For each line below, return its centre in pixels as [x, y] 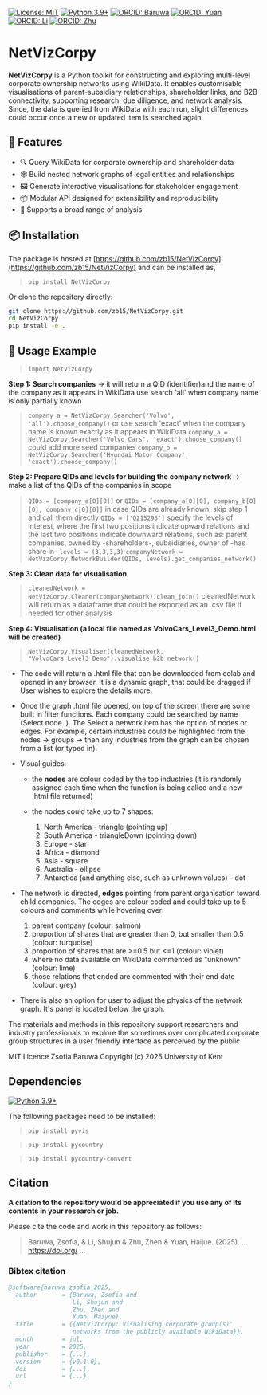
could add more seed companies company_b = [102, 447]
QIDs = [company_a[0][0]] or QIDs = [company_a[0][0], [119, 501]
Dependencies [45, 1081]
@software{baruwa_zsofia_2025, [60, 1287]
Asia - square [66, 861]
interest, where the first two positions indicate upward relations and [138, 526]
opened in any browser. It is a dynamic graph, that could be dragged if [135, 682]
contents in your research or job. [64, 1211]
